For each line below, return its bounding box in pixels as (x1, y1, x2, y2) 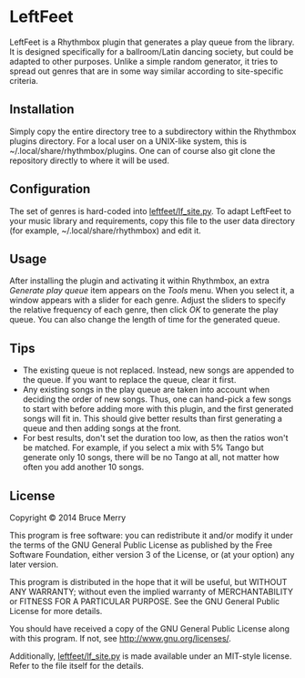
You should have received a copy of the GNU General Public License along (9, 623, 290, 634)
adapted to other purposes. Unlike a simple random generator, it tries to (9, 56, 279, 67)
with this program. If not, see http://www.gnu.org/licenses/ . (9, 633, 232, 643)
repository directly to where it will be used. (9, 155, 170, 166)
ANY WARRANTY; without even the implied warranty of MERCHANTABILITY (9, 586, 294, 597)
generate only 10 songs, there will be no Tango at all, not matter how (22, 452, 280, 463)
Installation (9, 102, 75, 118)
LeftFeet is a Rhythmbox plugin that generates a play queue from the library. (9, 36, 295, 47)
